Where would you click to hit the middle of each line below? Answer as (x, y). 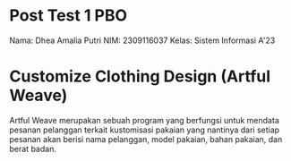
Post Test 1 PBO (68, 16)
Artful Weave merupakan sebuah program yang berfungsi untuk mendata (144, 120)
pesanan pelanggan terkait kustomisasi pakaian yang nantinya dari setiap (145, 130)
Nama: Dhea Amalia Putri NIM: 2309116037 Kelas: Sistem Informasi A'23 (142, 40)
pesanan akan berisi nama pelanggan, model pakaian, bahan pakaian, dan (146, 139)
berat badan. (33, 148)
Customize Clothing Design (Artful (140, 76)
